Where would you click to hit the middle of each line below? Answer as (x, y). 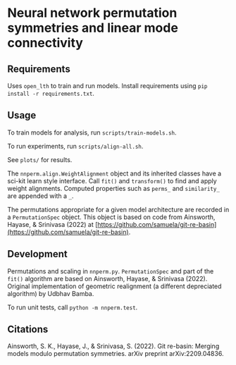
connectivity (45, 43)
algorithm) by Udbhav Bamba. (51, 293)
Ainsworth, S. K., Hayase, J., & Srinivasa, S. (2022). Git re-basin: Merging (113, 346)
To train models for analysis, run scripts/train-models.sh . (92, 132)
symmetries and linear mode (93, 28)
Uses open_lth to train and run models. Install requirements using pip (107, 86)
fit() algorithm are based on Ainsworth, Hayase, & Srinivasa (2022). (107, 278)
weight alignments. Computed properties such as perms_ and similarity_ (114, 188)
